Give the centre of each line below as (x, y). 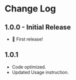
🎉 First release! (27, 39)
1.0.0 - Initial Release (38, 27)
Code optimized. (29, 67)
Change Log (30, 9)
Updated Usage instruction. (40, 72)
